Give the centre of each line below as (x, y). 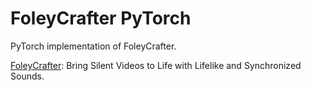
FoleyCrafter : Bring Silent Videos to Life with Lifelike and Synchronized (156, 65)
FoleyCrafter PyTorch (101, 18)
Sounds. (27, 76)
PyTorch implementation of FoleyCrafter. (93, 46)
